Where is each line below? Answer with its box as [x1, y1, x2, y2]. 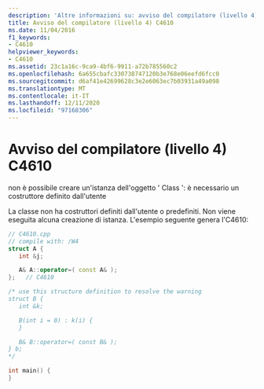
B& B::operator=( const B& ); [18, 338, 118, 346]
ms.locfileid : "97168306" [8, 107, 93, 115]
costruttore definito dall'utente [8, 191, 107, 200]
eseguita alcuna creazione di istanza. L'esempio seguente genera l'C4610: [8, 215, 249, 224]
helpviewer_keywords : [8, 48, 79, 56]
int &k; [18, 302, 44, 310]
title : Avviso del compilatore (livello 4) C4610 [8, 19, 174, 27]
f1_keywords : [8, 33, 51, 42]
